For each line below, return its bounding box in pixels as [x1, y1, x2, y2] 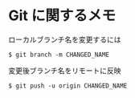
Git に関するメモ [8, 6, 117, 25]
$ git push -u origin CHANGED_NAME [8, 81, 128, 90]
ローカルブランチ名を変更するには [8, 35, 121, 44]
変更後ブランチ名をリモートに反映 [8, 65, 121, 76]
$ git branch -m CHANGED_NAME [8, 51, 110, 59]
